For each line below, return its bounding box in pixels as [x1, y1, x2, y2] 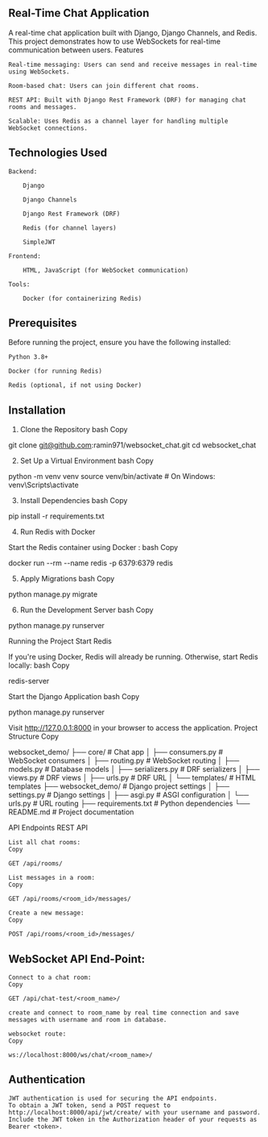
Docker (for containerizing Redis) [23, 294, 142, 302]
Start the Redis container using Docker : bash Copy [8, 543, 179, 552]
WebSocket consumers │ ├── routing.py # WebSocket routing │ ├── [8, 756, 240, 765]
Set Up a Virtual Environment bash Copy [19, 456, 155, 466]
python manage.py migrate [8, 589, 98, 599]
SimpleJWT [23, 238, 56, 246]
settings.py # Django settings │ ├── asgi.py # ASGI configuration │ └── [8, 790, 249, 800]
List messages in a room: [8, 874, 95, 882]
